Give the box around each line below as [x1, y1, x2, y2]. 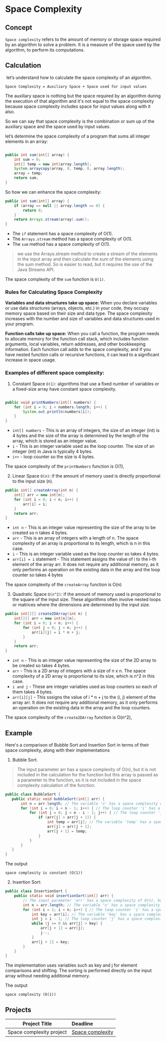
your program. [5, 321, 35, 327]
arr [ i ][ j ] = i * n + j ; [31, 629, 81, 635]
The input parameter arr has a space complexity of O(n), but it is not [17, 766, 157, 772]
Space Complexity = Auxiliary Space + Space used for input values [5, 84, 147, 89]
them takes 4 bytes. [12, 689, 53, 695]
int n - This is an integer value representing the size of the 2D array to [12, 657, 157, 663]
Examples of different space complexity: [5, 369, 105, 376]
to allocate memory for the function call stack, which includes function [5, 336, 149, 342]
